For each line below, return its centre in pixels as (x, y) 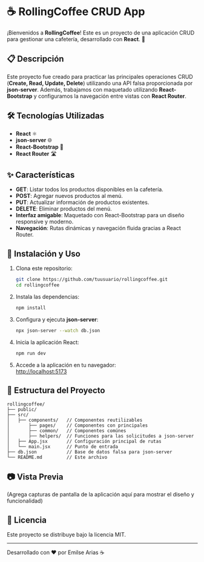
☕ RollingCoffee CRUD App (76, 12)
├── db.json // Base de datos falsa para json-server (90, 452)
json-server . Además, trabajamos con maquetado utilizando (82, 89)
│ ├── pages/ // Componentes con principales (77, 425)
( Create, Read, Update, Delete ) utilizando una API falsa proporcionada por (100, 83)
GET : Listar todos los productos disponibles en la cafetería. (90, 189)
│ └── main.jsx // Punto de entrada (63, 447)
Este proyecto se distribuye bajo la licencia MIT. (67, 534)
